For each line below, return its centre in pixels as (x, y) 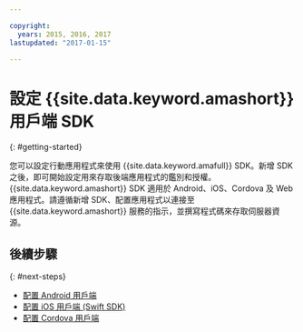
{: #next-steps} (38, 277)
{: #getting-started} (46, 147)
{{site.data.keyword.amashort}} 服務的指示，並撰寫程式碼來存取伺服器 (141, 211)
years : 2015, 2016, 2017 (64, 34)
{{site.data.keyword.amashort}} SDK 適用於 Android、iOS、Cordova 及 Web (151, 188)
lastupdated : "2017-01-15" (60, 43)
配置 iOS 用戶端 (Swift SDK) (74, 307)
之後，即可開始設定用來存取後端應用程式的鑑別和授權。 (112, 177)
